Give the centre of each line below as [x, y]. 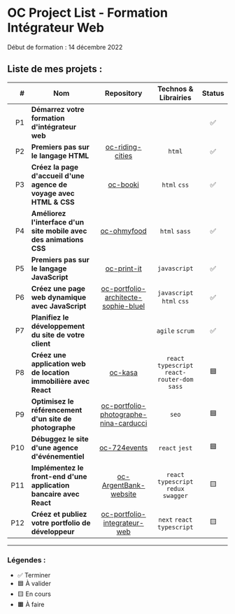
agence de [49, 185]
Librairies [176, 97]
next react [176, 520]
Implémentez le [57, 468]
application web [58, 364]
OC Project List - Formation [87, 13]
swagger [176, 495]
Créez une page [58, 288]
